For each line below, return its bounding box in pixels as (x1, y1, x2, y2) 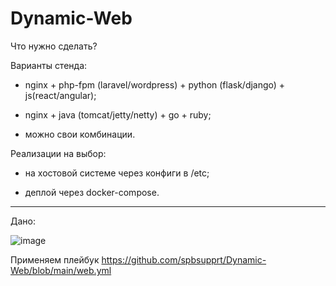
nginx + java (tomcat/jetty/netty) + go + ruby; (24, 108, 212, 121)
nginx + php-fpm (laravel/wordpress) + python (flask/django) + (24, 78, 286, 91)
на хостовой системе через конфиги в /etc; (24, 167, 210, 179)
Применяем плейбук (10, 253, 100, 266)
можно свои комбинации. (24, 128, 136, 140)
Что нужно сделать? (10, 40, 98, 52)
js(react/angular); (24, 89, 97, 101)
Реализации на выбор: (10, 147, 107, 159)
